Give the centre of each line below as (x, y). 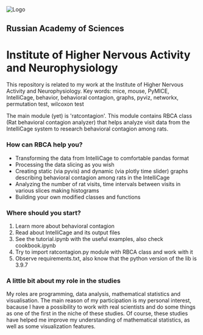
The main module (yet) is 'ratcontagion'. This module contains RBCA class (99, 116)
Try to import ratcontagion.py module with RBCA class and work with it (104, 252)
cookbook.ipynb (35, 245)
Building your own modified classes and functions (78, 197)
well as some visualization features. (51, 326)
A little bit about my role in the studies (63, 281)
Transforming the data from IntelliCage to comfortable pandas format (102, 158)
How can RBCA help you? (45, 145)
